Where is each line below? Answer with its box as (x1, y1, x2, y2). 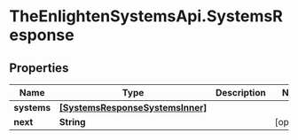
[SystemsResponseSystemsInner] (59, 102, 208, 113)
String (59, 116, 86, 128)
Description (216, 87, 266, 98)
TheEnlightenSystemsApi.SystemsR (9, 6, 284, 27)
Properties (9, 60, 69, 75)
